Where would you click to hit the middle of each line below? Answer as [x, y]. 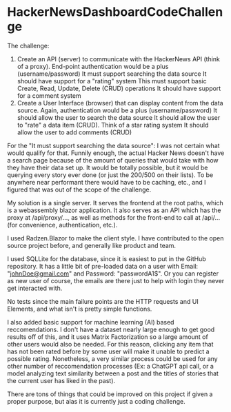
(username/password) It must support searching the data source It [112, 74]
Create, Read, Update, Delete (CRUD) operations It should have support [119, 88]
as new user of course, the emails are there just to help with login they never [116, 280]
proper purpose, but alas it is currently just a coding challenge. [96, 401]
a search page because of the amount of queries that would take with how [113, 160]
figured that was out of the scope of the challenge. [79, 189]
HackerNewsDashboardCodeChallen [115, 12]
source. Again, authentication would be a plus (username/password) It [117, 110]
